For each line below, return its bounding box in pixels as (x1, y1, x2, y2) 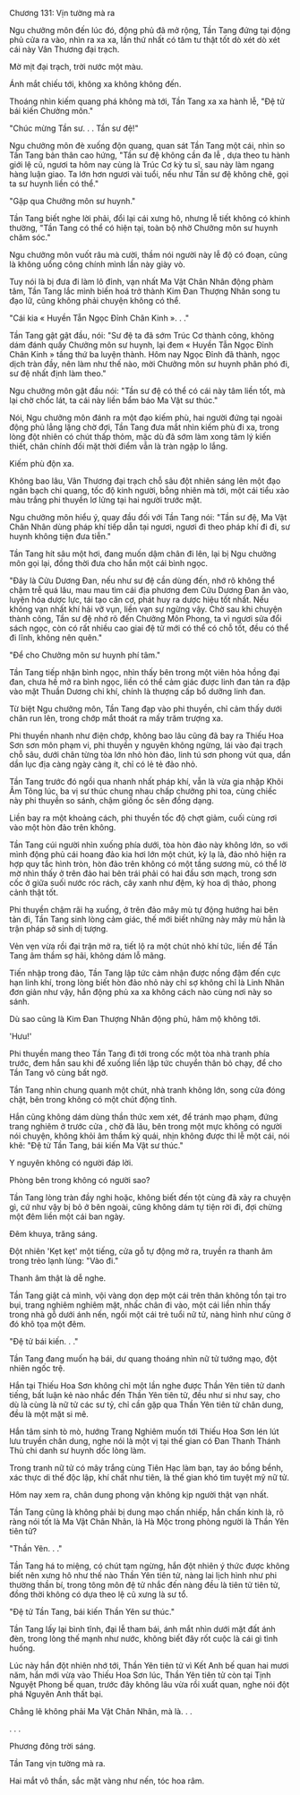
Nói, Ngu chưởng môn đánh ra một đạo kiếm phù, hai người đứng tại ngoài (9, 412, 283, 423)
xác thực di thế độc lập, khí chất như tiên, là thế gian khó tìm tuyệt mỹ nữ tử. (9, 1473, 289, 1482)
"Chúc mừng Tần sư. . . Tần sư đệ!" (9, 123, 139, 133)
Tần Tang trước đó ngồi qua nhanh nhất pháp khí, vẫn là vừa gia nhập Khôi (9, 777, 284, 786)
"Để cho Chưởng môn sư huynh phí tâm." (9, 649, 161, 660)
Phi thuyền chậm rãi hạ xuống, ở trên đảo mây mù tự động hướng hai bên (9, 905, 279, 915)
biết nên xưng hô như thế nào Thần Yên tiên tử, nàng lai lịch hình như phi (9, 1570, 278, 1580)
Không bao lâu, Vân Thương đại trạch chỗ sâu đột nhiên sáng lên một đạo (9, 476, 281, 486)
